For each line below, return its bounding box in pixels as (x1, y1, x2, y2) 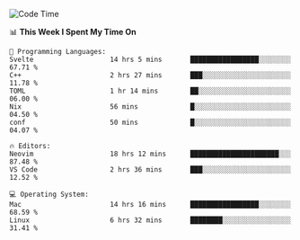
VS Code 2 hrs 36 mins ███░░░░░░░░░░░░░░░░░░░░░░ (9, 165, 292, 174)
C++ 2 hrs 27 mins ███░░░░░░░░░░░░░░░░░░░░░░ (9, 71, 292, 80)
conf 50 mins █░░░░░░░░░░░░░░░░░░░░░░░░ (9, 118, 292, 127)
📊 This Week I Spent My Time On (9, 27, 137, 37)
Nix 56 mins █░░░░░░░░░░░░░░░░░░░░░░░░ (9, 102, 292, 111)
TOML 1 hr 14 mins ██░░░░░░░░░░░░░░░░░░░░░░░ (9, 86, 292, 95)
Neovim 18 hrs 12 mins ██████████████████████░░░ (9, 149, 292, 158)
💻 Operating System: (9, 190, 90, 199)
